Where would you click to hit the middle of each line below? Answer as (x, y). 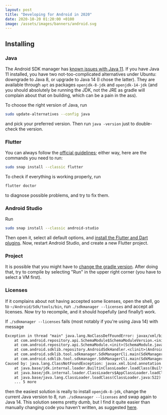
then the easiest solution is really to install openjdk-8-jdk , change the (76, 392)
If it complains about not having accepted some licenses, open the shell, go (83, 301)
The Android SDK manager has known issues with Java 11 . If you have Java (82, 69)
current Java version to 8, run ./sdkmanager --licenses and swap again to (81, 397)
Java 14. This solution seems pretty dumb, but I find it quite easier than (78, 402)
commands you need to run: (34, 158)
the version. (31, 129)
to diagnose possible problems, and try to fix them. (57, 195)
